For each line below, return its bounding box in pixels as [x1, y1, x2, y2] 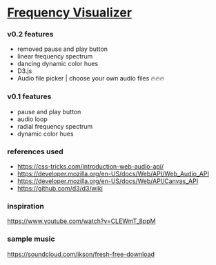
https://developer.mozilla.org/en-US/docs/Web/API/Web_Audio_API [17, 170, 209, 178]
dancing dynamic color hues [17, 60, 99, 68]
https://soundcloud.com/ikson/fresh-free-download [7, 250, 155, 258]
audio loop [17, 115, 48, 123]
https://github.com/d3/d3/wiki [17, 184, 104, 193]
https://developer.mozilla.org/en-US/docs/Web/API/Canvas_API [17, 177, 199, 185]
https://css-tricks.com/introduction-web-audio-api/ [17, 162, 164, 171]
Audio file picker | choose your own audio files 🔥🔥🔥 [17, 74, 164, 83]
